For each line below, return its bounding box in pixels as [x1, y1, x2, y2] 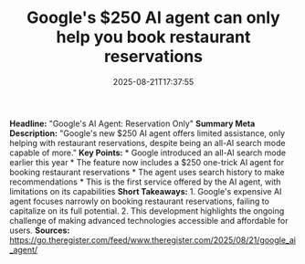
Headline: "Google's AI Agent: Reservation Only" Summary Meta [9, 118, 256, 129]
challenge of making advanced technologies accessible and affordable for [9, 215, 289, 226]
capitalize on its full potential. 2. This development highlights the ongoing [9, 205, 285, 216]
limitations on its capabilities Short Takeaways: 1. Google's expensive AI [9, 185, 282, 196]
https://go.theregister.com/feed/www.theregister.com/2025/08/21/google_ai [9, 234, 297, 245]
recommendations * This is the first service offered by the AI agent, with [9, 176, 281, 187]
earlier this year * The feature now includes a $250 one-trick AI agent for [9, 156, 285, 167]
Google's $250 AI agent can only [26, 7, 280, 28]
